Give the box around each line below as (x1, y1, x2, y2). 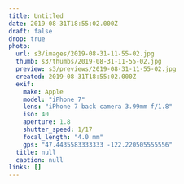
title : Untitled (8, 11, 64, 20)
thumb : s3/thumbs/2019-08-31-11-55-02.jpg (15, 58, 162, 66)
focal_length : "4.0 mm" (23, 133, 104, 141)
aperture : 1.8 (23, 118, 71, 126)
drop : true (8, 34, 46, 43)
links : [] (8, 164, 42, 172)
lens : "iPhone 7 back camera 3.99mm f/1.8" (23, 103, 173, 111)
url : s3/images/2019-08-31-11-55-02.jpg (15, 50, 155, 58)
